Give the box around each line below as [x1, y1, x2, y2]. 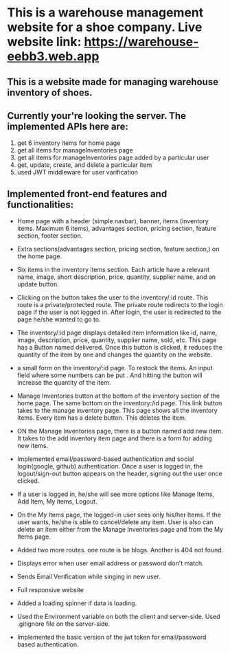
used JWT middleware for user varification [16, 168, 139, 177]
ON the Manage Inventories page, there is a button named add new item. [16, 427, 223, 436]
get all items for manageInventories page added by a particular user [16, 153, 209, 162]
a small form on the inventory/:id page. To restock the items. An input [16, 364, 213, 372]
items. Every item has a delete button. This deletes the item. [16, 414, 187, 422]
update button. [16, 280, 60, 289]
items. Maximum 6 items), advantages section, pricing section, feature [16, 225, 216, 233]
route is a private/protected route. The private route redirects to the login [16, 301, 223, 309]
